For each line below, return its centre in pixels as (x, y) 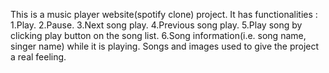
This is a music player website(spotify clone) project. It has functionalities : (164, 14)
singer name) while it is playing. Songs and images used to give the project (165, 46)
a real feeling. (38, 57)
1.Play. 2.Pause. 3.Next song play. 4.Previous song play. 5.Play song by (156, 25)
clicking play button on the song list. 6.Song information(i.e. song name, (158, 35)
